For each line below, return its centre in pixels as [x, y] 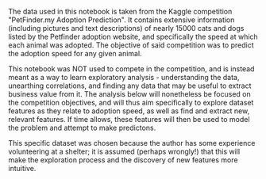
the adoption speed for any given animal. [75, 53]
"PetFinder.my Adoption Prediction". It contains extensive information [121, 20]
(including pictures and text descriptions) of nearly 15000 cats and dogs [126, 28]
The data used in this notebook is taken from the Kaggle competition [120, 11]
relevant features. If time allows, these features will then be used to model [129, 119]
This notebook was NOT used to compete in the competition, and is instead [131, 69]
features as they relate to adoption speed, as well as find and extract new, [129, 111]
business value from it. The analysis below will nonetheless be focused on [130, 94]
